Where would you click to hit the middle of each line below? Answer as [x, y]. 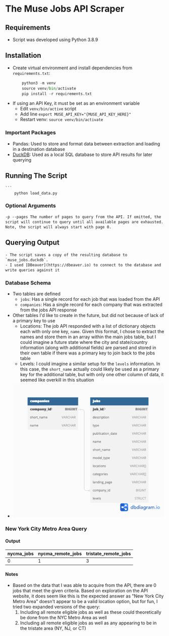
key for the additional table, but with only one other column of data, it [92, 374]
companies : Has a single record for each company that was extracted [91, 304]
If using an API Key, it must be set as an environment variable [76, 103]
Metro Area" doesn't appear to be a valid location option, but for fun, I [85, 602]
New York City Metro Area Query [46, 529]
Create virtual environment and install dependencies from [72, 68]
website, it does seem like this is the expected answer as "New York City [88, 596]
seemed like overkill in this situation [57, 380]
